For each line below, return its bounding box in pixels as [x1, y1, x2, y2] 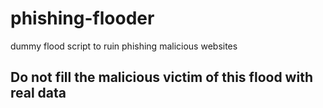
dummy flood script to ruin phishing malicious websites [10, 40, 238, 52]
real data [10, 85, 67, 102]
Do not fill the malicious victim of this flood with [10, 69, 313, 86]
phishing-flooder [10, 7, 155, 30]
